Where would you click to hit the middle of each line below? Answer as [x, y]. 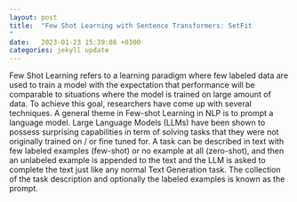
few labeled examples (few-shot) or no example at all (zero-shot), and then [147, 151]
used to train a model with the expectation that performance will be [132, 85]
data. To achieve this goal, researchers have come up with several [130, 104]
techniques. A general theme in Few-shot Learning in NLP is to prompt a [141, 113]
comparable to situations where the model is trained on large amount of [140, 95]
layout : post [33, 17]
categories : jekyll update [59, 50]
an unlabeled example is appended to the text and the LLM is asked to [138, 160]
